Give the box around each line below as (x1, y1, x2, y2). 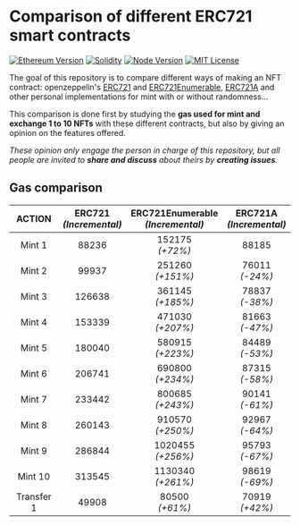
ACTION (16, 212, 52, 225)
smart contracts (9, 25, 131, 46)
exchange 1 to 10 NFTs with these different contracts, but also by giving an (9, 118, 285, 129)
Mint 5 (20, 342, 47, 354)
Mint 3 (20, 290, 47, 302)
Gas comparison (9, 181, 103, 196)
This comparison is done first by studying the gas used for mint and (9, 108, 261, 119)
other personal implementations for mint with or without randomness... (9, 91, 269, 102)
